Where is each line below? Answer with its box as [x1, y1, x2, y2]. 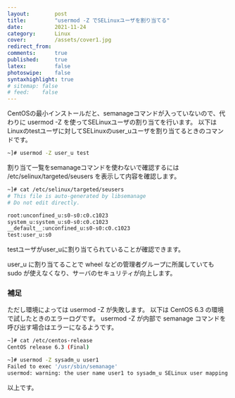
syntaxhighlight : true [7, 75, 74, 83]
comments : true [7, 50, 68, 57]
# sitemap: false [7, 82, 58, 89]
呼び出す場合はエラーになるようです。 [7, 323, 118, 332]
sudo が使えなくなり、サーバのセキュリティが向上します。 [7, 269, 177, 278]
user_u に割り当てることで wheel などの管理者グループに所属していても [7, 260, 215, 268]
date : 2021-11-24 [7, 23, 87, 30]
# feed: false [7, 89, 58, 96]
